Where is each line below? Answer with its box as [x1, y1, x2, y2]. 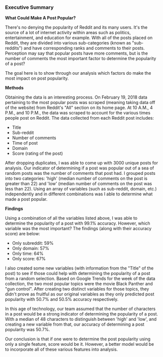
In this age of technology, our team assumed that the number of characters [5, 306, 156, 312]
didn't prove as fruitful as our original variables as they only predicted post [5, 291, 155, 297]
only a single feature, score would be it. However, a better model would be [5, 341, 154, 347]
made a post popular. [5, 196, 48, 202]
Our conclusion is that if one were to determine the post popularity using [5, 336, 151, 342]
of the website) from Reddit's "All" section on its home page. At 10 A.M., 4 [5, 105, 153, 111]
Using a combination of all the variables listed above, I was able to [5, 215, 138, 221]
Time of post [12, 140, 38, 146]
